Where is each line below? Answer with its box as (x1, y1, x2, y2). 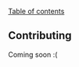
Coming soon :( (8, 50, 58, 59)
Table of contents (8, 7, 65, 16)
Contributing (8, 29, 72, 42)
